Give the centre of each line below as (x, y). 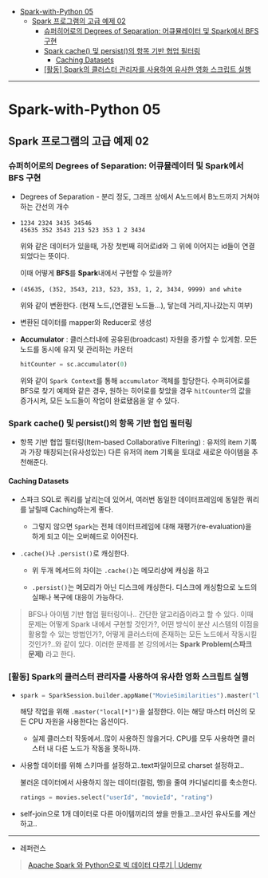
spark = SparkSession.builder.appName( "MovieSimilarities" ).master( (136, 695)
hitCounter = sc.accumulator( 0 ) (73, 364)
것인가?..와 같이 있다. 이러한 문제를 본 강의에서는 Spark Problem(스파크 (140, 644)
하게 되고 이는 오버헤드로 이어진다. (85, 536)
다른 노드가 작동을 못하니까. (98, 749)
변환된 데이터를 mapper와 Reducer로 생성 (86, 322)
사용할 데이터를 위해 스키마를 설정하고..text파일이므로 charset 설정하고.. (132, 765)
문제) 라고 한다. (51, 655)
